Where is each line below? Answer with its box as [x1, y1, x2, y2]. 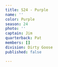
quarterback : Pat [5, 36, 42, 41]
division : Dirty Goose [5, 45, 53, 50]
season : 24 [5, 21, 28, 27]
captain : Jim [5, 31, 33, 36]
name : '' [5, 12, 24, 17]
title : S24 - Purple [5, 7, 49, 13]
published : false [5, 49, 42, 54]
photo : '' [5, 26, 26, 31]
